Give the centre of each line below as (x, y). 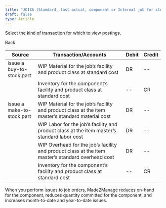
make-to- (20, 110)
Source (20, 55)
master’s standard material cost (74, 116)
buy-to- (18, 69)
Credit (151, 55)
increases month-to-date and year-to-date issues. (56, 201)
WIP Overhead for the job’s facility (77, 145)
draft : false (19, 14)
